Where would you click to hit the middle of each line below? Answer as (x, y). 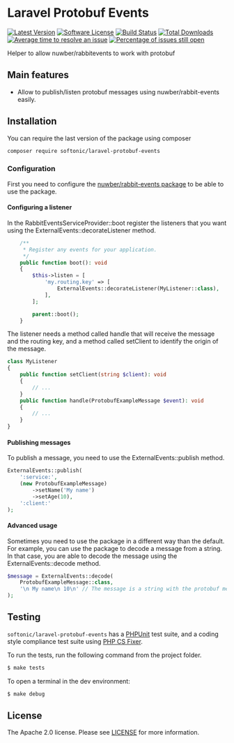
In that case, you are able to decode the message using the (92, 556)
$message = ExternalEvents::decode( (60, 576)
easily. (26, 99)
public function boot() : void (64, 263)
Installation (32, 121)
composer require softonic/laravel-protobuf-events (84, 151)
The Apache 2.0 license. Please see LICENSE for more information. (103, 733)
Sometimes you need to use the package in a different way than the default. (116, 541)
